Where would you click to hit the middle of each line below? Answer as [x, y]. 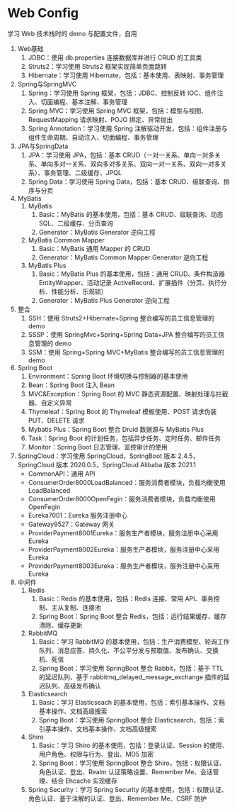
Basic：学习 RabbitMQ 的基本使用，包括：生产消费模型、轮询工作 [134, 641]
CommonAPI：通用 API [62, 474]
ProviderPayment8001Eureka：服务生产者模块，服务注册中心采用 [123, 532]
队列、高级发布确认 [73, 686]
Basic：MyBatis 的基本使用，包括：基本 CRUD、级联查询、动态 [131, 214]
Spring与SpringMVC [47, 84]
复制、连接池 [82, 607]
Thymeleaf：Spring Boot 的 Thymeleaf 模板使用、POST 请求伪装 [122, 411]
